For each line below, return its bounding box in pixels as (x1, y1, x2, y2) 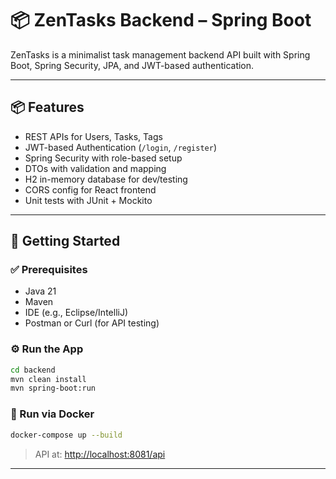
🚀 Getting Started (10, 233, 121, 250)
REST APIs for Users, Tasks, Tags (24, 130, 163, 142)
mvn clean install (10, 374, 87, 384)
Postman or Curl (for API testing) (24, 317, 160, 329)
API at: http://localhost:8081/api (34, 448, 166, 460)
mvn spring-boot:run (10, 383, 97, 394)
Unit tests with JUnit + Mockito (24, 194, 153, 206)
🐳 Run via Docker (10, 407, 95, 421)
